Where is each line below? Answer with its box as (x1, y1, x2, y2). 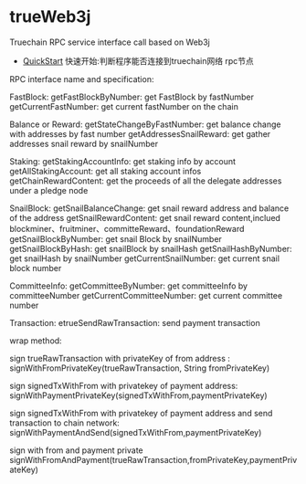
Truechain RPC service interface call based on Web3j (9, 37, 210, 47)
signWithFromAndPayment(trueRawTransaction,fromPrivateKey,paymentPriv (9, 454, 298, 465)
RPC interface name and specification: (9, 73, 154, 84)
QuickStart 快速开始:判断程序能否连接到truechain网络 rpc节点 (22, 55, 254, 66)
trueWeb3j (9, 6, 91, 27)
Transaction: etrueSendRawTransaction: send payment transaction (9, 317, 260, 328)
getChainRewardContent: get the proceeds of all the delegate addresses (9, 175, 282, 186)
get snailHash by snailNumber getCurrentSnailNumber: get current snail (9, 253, 280, 264)
